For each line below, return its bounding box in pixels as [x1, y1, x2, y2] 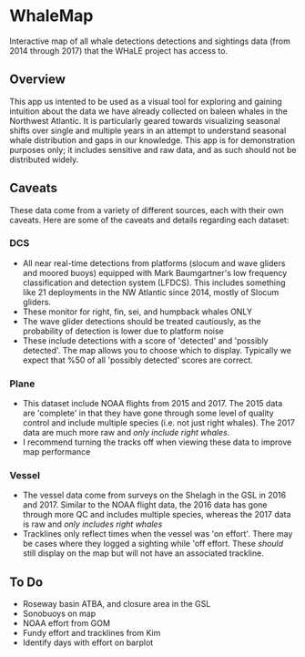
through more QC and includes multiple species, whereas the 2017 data [22, 509, 291, 520]
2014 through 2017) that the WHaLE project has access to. [9, 45, 229, 56]
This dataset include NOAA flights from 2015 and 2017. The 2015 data [22, 398, 283, 409]
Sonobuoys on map [22, 608, 97, 620]
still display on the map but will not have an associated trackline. [22, 548, 264, 559]
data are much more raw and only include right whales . [22, 427, 230, 438]
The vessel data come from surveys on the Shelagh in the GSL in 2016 [22, 489, 287, 501]
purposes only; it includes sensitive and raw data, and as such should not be [9, 144, 297, 155]
